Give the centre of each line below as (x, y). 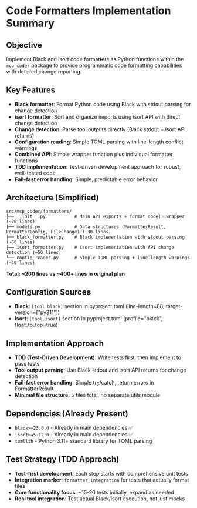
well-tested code (35, 173)
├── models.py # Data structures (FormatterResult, (86, 227)
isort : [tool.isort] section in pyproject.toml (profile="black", (89, 319)
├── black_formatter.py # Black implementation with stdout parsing (95, 237)
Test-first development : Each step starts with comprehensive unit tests (101, 473)
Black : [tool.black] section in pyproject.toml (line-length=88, (89, 306)
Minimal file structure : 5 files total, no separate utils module (87, 395)
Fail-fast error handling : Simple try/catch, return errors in (84, 383)
